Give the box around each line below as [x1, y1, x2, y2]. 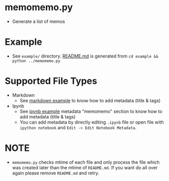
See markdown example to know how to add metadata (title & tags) [19, 97, 161, 103]
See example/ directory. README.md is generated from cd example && [12, 53, 159, 59]
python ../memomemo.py [12, 58, 61, 64]
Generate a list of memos [12, 18, 65, 24]
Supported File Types [5, 75, 97, 87]
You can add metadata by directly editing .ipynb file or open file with [19, 119, 164, 125]
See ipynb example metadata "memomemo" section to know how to [19, 108, 162, 114]
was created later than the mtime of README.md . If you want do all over [12, 164, 158, 170]
